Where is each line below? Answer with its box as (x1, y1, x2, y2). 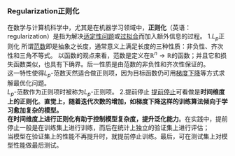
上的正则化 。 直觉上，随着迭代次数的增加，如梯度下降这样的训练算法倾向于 (7, 97, 222, 106)
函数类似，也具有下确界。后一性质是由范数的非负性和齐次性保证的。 (13, 59, 210, 68)
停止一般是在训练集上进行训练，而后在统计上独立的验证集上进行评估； (7, 124, 210, 132)
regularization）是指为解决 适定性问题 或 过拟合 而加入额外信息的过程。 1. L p (7, 32, 219, 43)
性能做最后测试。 (13, 141, 63, 150)
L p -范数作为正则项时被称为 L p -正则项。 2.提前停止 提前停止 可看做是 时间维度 (7, 87, 225, 97)
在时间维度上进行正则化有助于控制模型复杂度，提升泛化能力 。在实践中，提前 (7, 115, 228, 123)
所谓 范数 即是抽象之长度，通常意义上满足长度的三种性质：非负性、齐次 (20, 42, 224, 50)
